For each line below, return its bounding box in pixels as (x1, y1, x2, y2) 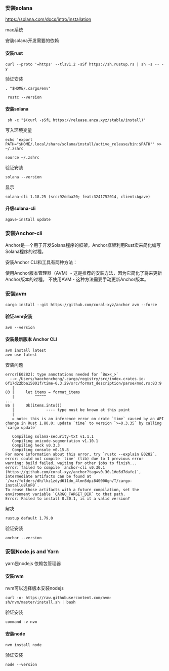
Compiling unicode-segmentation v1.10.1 (12, 438, 99, 443)
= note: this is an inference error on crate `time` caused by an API (12, 416, 164, 421)
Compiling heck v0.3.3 (12, 442, 60, 448)
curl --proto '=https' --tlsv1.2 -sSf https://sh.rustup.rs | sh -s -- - (5, 62, 164, 67)
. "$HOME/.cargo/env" (5, 86, 51, 91)
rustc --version (7, 95, 42, 100)
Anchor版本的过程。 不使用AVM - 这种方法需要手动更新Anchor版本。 (5, 276, 149, 282)
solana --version (5, 174, 42, 179)
